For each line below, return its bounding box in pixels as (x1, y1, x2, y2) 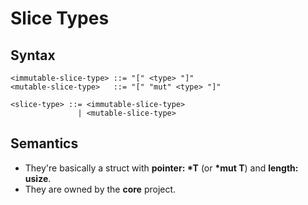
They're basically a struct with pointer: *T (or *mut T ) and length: (24, 162, 299, 174)
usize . (24, 172, 52, 184)
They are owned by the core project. (24, 183, 177, 195)
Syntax (10, 47, 56, 64)
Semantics (10, 135, 79, 152)
